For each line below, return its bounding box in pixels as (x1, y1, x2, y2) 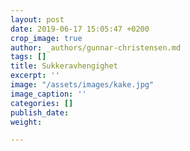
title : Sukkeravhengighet (10, 61, 118, 71)
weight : (10, 117, 43, 127)
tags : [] (10, 52, 47, 62)
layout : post (10, 14, 65, 25)
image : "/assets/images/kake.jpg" (10, 80, 155, 90)
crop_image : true (10, 33, 83, 43)
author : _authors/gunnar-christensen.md (10, 42, 182, 53)
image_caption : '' (10, 89, 87, 99)
